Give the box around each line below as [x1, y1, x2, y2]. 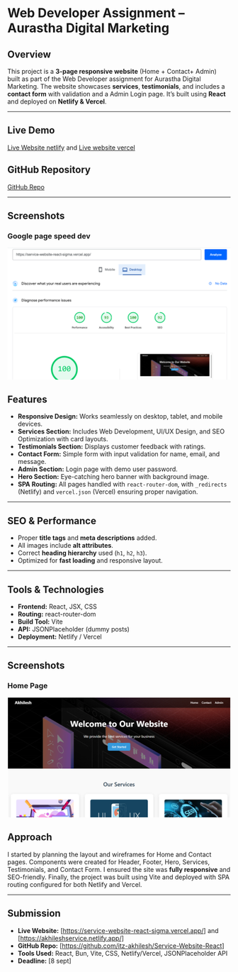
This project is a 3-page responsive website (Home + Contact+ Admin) [7, 67, 217, 75]
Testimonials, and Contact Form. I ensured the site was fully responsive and [7, 865, 231, 873]
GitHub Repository [7, 164, 91, 176]
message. [17, 458, 47, 466]
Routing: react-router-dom [17, 610, 96, 619]
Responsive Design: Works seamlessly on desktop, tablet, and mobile [17, 412, 223, 421]
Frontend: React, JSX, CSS [17, 602, 97, 611]
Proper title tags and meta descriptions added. [17, 534, 157, 542]
